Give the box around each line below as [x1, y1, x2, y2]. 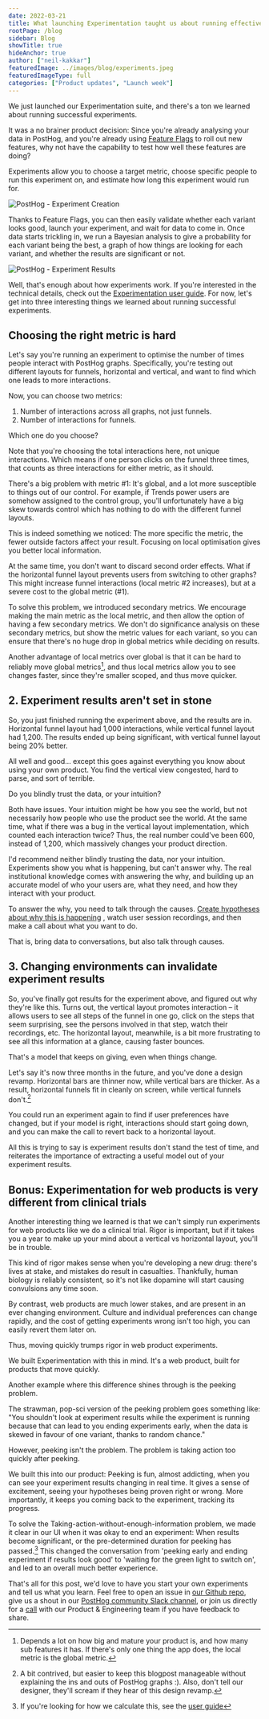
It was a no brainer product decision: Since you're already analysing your [8, 125, 250, 135]
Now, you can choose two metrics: [8, 391, 122, 401]
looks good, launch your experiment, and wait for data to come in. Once [8, 223, 246, 233]
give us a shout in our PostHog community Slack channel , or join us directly [8, 1595, 258, 1605]
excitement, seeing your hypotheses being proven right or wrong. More [8, 1487, 243, 1496]
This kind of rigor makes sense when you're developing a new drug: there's [8, 1258, 258, 1268]
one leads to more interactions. [8, 375, 111, 386]
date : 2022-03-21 [8, 11, 66, 20]
